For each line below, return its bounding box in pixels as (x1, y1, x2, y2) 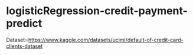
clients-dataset (6, 43, 43, 50)
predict (6, 17, 42, 30)
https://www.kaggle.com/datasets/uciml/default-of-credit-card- (28, 36, 184, 43)
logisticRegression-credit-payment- (6, 4, 188, 18)
